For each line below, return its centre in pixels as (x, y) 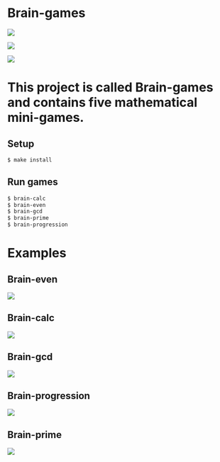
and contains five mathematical (103, 102)
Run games (33, 182)
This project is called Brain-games (111, 88)
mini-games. (46, 118)
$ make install (30, 160)
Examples (37, 253)
